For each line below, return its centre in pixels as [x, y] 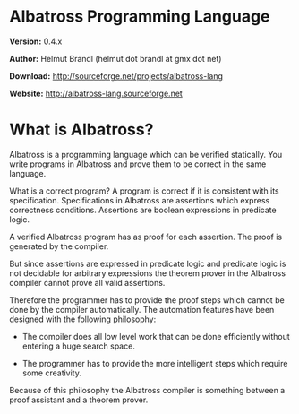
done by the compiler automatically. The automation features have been [142, 309]
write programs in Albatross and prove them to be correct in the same [138, 164]
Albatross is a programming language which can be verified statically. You [146, 154]
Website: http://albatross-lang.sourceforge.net [96, 93]
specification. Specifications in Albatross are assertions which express [140, 200]
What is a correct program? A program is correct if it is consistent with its [144, 191]
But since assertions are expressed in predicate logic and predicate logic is [148, 263]
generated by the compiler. [59, 246]
